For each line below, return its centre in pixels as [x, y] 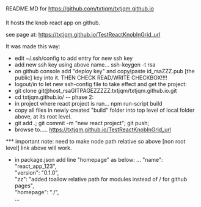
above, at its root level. [43, 117]
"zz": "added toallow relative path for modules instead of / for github [101, 179]
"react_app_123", [35, 166]
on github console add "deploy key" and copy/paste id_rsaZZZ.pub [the [104, 71]
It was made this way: [33, 46]
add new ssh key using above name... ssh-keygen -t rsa [85, 65]
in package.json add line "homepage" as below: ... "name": [89, 160]
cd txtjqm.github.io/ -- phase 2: [54, 97]
